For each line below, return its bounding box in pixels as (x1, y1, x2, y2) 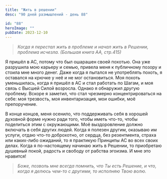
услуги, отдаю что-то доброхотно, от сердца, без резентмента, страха (5, 132, 157, 138)
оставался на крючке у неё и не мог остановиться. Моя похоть (5, 75, 141, 81)
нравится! (5, 153, 26, 160)
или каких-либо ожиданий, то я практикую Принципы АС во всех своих (5, 138, 159, 144)
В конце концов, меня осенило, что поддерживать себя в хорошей (5, 111, 148, 117)
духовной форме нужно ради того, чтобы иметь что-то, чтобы (5, 116, 138, 122)
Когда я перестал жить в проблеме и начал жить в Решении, (17, 44, 149, 50)
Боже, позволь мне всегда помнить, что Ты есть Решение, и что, (17, 163, 157, 169)
